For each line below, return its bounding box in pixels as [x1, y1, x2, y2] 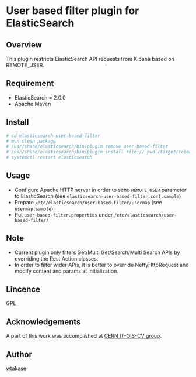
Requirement [6, 78, 54, 88]
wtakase [6, 365, 27, 372]
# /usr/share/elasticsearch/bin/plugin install [6, 149, 124, 155]
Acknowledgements [6, 317, 81, 327]
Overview [6, 40, 43, 50]
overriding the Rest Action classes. [14, 255, 99, 262]
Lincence [6, 285, 41, 294]
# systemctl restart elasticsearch [6, 155, 93, 160]
